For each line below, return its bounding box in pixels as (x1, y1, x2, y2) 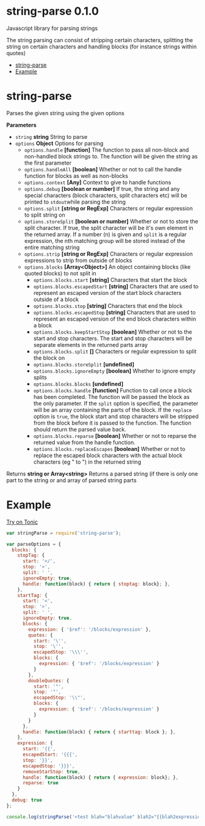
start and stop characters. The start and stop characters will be (33, 335, 192, 342)
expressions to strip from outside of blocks (24, 256, 132, 264)
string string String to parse (15, 133, 88, 140)
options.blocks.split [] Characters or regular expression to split (33, 348, 196, 355)
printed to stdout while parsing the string (24, 198, 126, 206)
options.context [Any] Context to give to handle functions (24, 179, 171, 186)
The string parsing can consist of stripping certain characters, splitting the (6, 36, 193, 43)
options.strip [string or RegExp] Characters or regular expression (24, 250, 193, 258)
